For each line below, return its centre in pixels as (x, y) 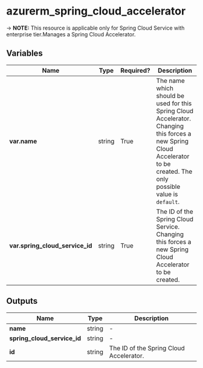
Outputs (22, 301)
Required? (136, 70)
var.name (23, 141)
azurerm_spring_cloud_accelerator (96, 11)
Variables (25, 54)
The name (171, 80)
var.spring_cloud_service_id (51, 245)
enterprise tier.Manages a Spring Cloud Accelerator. (71, 34)
